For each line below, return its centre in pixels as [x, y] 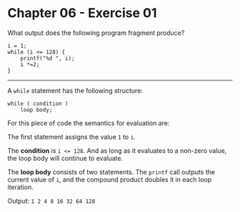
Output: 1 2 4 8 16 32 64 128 [51, 201]
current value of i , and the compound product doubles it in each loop [110, 179]
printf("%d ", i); [47, 58]
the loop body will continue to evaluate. [65, 158]
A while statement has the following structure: [75, 90]
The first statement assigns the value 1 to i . [71, 137]
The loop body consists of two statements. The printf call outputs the [111, 171]
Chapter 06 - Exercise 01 [82, 13]
